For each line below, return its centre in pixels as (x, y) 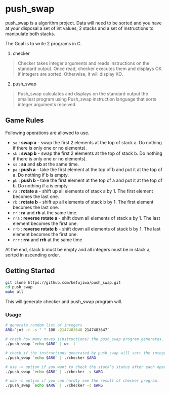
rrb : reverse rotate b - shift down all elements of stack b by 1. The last (87, 228)
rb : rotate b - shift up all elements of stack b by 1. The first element (83, 202)
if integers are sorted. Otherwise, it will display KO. (70, 74)
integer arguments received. (47, 104)
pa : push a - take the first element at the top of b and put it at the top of (88, 169)
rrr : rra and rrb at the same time (47, 240)
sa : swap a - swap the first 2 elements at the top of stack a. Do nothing (87, 142)
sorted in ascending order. (33, 255)
